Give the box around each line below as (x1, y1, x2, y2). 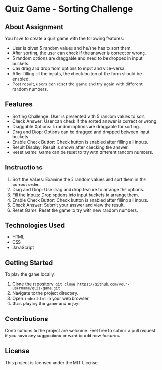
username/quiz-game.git (12, 286, 61, 291)
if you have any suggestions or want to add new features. (5, 333, 120, 338)
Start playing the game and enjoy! (12, 301, 80, 306)
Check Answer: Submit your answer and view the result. (12, 202, 125, 208)
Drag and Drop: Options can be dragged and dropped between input (12, 129, 150, 135)
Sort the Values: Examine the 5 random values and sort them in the (12, 176, 146, 182)
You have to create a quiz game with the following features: (5, 35, 124, 41)
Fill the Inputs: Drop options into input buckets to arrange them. (12, 192, 139, 198)
